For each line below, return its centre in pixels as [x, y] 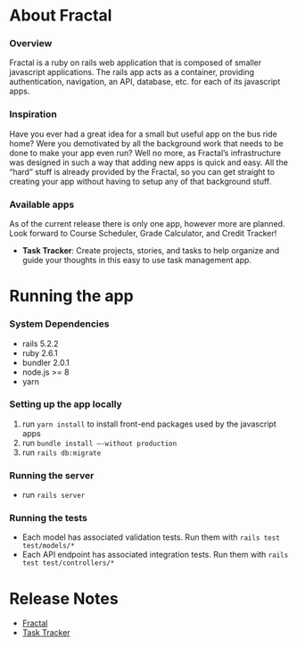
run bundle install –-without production [99, 443]
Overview [31, 44]
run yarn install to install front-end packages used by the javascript [149, 424]
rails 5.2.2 [41, 344]
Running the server [52, 476]
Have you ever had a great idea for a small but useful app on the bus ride [144, 134]
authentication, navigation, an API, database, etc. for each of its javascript [145, 82]
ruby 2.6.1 [40, 352]
